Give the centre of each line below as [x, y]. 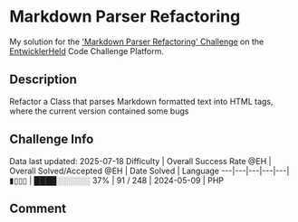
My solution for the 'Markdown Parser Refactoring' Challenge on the [137, 42]
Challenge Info [52, 139]
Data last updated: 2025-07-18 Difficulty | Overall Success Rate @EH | [140, 161]
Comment [38, 208]
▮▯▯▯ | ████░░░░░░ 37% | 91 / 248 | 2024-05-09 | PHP [117, 180]
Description [43, 80]
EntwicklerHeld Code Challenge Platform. [87, 51]
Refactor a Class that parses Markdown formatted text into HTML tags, [141, 101]
